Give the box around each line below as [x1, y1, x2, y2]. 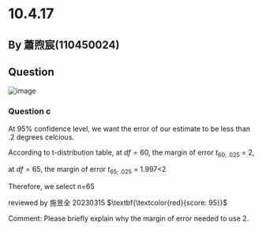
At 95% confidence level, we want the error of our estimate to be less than [8, 124, 251, 133]
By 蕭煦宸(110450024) [8, 38, 120, 51]
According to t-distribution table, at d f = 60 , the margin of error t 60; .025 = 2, [8, 147, 255, 158]
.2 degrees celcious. [8, 132, 75, 142]
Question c [8, 106, 51, 117]
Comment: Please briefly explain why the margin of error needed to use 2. [8, 214, 249, 223]
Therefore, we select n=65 [8, 182, 95, 192]
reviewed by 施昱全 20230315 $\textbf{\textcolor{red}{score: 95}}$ [8, 198, 227, 207]
